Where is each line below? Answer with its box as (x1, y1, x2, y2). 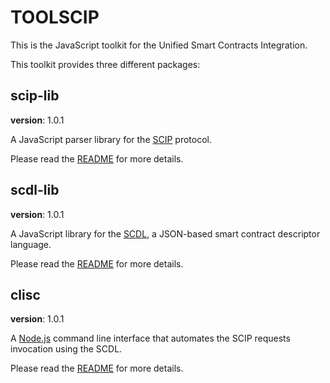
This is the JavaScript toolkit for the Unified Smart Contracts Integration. (10, 39, 308, 51)
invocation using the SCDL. (10, 343, 123, 355)
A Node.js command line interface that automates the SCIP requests (10, 332, 291, 345)
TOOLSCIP (10, 6, 100, 29)
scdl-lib (10, 182, 60, 199)
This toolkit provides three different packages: (10, 58, 201, 70)
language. (10, 238, 52, 250)
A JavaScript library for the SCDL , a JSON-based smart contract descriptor (10, 227, 321, 240)
